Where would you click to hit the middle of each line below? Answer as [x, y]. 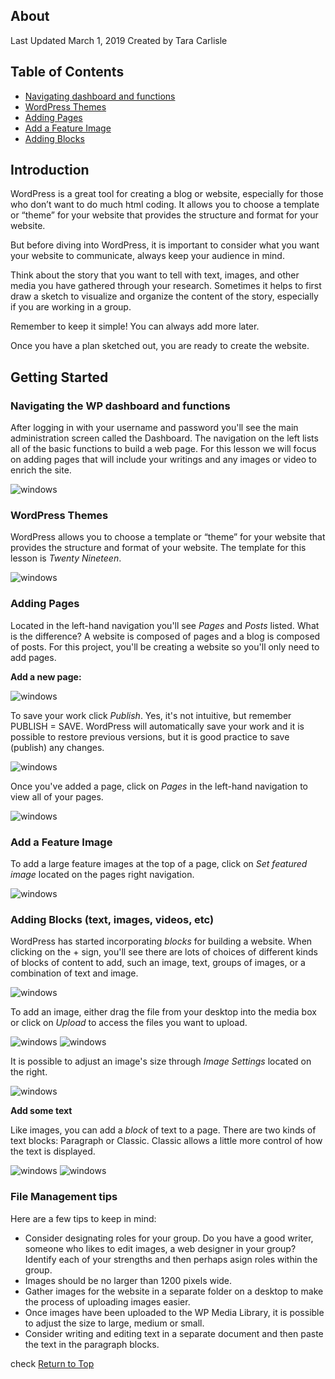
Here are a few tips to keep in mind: [83, 1218]
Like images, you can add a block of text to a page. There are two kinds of [163, 1130]
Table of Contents [67, 72]
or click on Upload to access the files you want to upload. [129, 1023]
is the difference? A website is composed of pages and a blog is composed [165, 636]
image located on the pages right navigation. [102, 875]
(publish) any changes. [57, 747]
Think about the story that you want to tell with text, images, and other [155, 275]
